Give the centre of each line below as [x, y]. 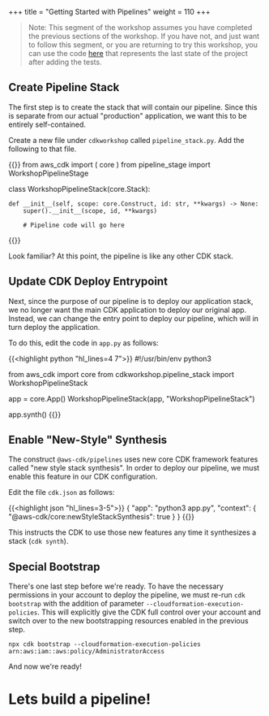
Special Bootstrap [54, 567]
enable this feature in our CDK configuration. [83, 477]
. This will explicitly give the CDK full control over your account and [149, 612]
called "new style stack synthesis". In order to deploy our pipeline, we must [134, 468]
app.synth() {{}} [35, 414]
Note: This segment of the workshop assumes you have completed [140, 27]
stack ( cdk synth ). [38, 541]
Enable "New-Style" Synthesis [88, 440]
